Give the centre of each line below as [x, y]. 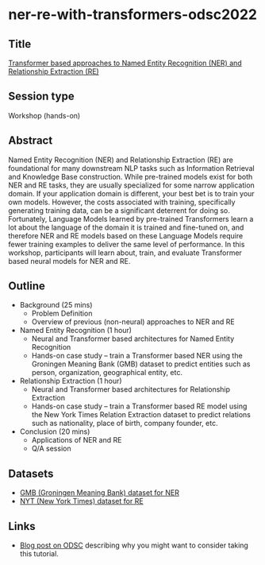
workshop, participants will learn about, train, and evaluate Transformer [125, 253]
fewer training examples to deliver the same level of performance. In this [127, 244]
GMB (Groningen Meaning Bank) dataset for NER [100, 493]
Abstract [31, 141]
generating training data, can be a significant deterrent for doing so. [119, 210]
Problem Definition [62, 313]
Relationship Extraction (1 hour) [71, 381]
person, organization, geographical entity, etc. [107, 373]
